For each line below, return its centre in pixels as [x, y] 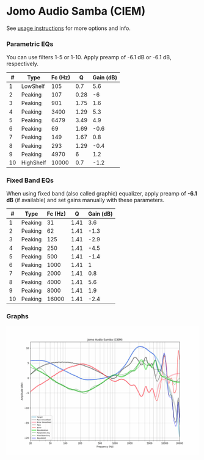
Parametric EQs [30, 44]
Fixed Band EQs [30, 180]
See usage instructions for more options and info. [69, 28]
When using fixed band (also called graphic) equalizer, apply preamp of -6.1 [102, 194]
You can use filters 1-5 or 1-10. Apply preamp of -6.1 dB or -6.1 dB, [89, 57]
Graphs [17, 316]
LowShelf [33, 86]
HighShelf [34, 162]
